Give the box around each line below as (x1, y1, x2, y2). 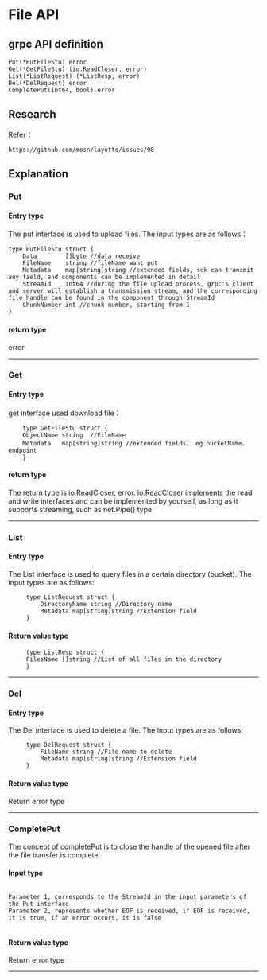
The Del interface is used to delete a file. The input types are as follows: (8, 725, 244, 735)
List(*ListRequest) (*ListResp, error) (8, 72, 141, 80)
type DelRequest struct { (25, 741, 112, 749)
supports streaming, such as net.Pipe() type (8, 504, 153, 514)
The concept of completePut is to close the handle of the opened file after (8, 842, 251, 851)
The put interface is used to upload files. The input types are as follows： (8, 229, 249, 239)
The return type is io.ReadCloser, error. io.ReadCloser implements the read (8, 488, 253, 497)
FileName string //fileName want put (22, 259, 158, 267)
